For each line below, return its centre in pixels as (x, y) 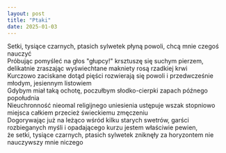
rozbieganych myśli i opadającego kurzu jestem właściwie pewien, (103, 128)
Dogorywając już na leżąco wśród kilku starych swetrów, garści (98, 120)
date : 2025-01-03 (32, 26)
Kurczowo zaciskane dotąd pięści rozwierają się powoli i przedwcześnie (110, 76)
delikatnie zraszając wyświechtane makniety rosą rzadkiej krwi (97, 69)
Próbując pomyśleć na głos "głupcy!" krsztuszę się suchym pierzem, (105, 61)
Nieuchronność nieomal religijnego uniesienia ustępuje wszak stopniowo (111, 106)
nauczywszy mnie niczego (45, 143)
